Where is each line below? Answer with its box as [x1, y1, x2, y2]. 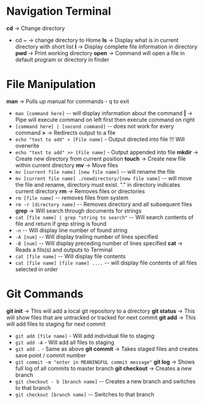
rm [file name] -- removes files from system [15, 194, 129, 201]
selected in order [15, 265, 59, 273]
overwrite [15, 142, 40, 149]
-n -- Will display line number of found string [15, 226, 128, 234]
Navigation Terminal [6, 4, 111, 18]
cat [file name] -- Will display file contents [15, 252, 126, 260]
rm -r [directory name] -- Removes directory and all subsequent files [15, 200, 192, 208]
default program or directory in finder [15, 56, 110, 63]
